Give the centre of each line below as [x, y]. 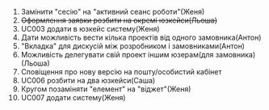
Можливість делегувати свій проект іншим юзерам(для [117, 55]
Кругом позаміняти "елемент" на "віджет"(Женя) [106, 89]
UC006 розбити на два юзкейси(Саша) [88, 80]
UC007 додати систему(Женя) [73, 97]
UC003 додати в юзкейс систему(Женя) [90, 29]
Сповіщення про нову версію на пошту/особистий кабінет [121, 72]
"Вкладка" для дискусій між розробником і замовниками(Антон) [133, 46]
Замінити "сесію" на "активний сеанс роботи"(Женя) [113, 12]
